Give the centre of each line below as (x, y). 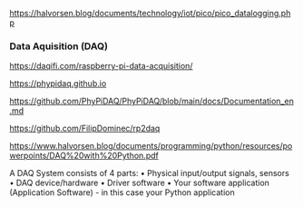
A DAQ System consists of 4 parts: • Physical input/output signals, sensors (150, 173)
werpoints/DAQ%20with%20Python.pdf (84, 156)
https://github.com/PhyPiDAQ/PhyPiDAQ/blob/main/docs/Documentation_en (152, 101)
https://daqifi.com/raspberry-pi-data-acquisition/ (101, 66)
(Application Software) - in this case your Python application (122, 192)
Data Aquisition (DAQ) (59, 46)
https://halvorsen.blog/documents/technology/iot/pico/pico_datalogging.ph (150, 13)
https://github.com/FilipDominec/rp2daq (85, 128)
